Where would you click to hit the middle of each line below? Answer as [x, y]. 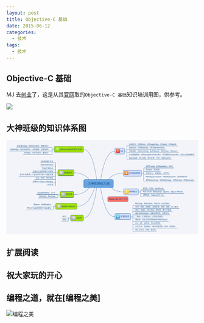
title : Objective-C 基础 [37, 19]
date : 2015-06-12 [28, 26]
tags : [13, 45]
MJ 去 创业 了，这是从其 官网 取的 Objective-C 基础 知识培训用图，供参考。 [96, 94]
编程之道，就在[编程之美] [53, 298]
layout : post [23, 13]
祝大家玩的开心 [34, 275]
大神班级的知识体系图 [46, 128]
